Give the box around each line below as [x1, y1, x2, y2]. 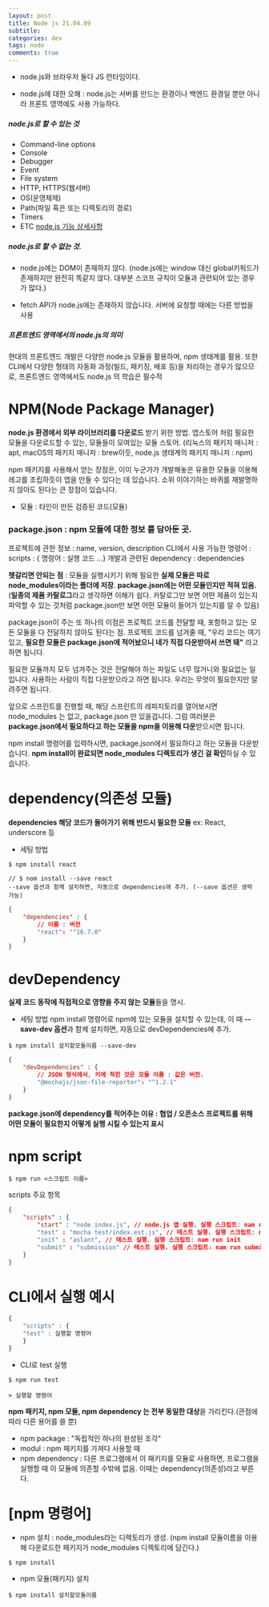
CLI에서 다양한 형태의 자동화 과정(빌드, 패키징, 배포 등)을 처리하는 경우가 [8, 361, 234, 371]
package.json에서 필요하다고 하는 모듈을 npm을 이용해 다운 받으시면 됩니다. [8, 721, 246, 731]
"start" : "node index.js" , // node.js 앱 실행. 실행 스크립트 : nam [37, 1221, 255, 1229]
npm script [8, 1147, 82, 1165]
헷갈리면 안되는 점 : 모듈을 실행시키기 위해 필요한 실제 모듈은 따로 [8, 570, 210, 581]
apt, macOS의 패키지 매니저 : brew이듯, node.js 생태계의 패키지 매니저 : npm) [8, 448, 254, 457]
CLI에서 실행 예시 [8, 1288, 115, 1306]
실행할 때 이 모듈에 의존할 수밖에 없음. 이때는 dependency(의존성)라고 [19, 1463, 240, 1473]
